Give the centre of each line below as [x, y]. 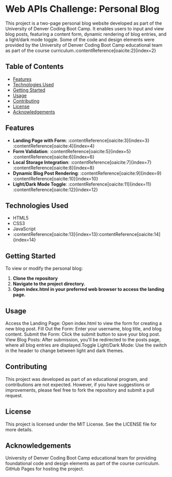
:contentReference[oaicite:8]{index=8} [54, 168]
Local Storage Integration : [41, 162]
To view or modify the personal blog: [44, 268]
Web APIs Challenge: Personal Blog [82, 9]
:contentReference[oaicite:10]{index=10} [55, 178]
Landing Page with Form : [40, 140]
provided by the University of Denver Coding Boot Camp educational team [84, 45]
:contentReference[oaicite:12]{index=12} [55, 189]
